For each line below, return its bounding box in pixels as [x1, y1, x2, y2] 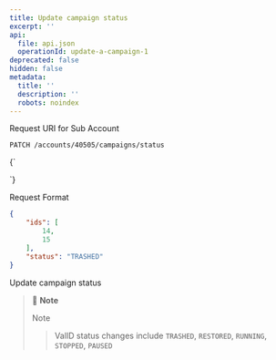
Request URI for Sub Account [9, 123, 120, 134]
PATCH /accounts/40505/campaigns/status [9, 140, 166, 150]
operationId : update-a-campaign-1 [17, 47, 148, 57]
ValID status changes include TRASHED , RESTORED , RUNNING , [54, 330, 267, 341]
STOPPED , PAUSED [54, 339, 113, 351]
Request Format [9, 192, 70, 203]
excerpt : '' [9, 22, 55, 31]
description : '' [17, 89, 79, 98]
